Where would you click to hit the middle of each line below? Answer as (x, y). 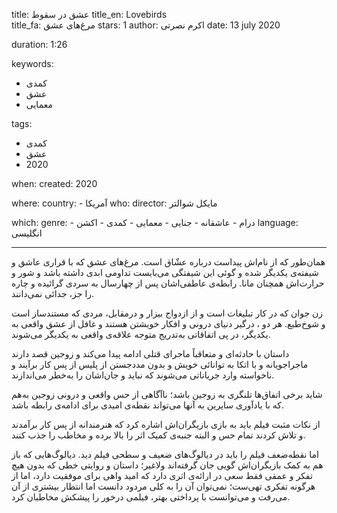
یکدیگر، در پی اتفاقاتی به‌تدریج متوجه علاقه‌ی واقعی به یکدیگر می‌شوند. (141, 334)
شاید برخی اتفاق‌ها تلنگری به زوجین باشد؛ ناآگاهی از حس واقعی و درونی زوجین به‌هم (167, 394)
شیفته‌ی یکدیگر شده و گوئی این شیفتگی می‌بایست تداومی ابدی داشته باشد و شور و (165, 272)
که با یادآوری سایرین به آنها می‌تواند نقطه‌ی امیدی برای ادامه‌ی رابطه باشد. (147, 405)
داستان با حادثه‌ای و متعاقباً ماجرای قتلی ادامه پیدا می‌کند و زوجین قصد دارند (150, 353)
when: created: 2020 (54, 183)
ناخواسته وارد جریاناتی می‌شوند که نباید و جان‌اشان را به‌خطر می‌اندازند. (143, 375)
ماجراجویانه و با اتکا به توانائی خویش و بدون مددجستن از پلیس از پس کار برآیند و (160, 364)
